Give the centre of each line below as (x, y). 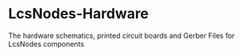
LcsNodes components (46, 43)
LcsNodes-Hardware (79, 14)
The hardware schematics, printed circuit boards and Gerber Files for (121, 35)
